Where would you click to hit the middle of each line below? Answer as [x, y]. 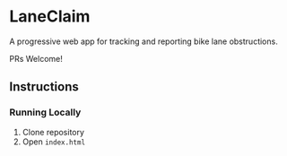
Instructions [44, 87]
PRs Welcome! [36, 58]
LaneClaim [50, 17]
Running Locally [45, 112]
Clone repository [53, 132]
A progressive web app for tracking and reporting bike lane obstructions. [143, 41]
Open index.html [54, 142]
